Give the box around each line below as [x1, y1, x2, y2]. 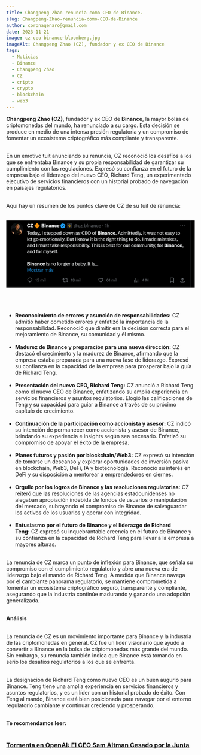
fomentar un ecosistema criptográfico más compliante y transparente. [6, 134, 179, 141]
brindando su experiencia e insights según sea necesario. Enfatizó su [14, 432, 187, 439]
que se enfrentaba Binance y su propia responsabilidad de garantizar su [6, 159, 184, 166]
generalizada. [6, 596, 40, 604]
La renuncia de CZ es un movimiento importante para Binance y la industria [6, 632, 192, 640]
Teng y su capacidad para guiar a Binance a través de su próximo [14, 401, 176, 408]
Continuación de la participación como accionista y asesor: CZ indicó [14, 420, 191, 427]
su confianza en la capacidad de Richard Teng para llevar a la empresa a [14, 534, 194, 541]
